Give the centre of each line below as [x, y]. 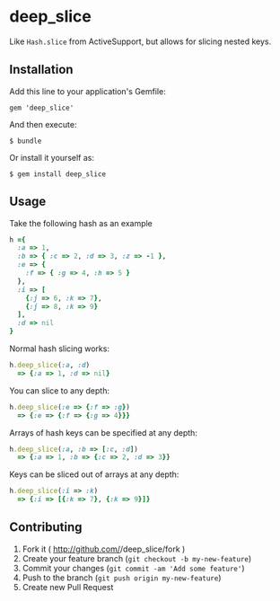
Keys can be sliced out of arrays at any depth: [94, 474]
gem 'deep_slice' [42, 108]
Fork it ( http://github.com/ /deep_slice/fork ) [104, 549]
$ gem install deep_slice [57, 174]
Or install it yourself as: [52, 157]
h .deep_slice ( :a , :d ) [50, 366]
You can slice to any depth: [60, 390]
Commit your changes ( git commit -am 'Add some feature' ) [133, 568]
